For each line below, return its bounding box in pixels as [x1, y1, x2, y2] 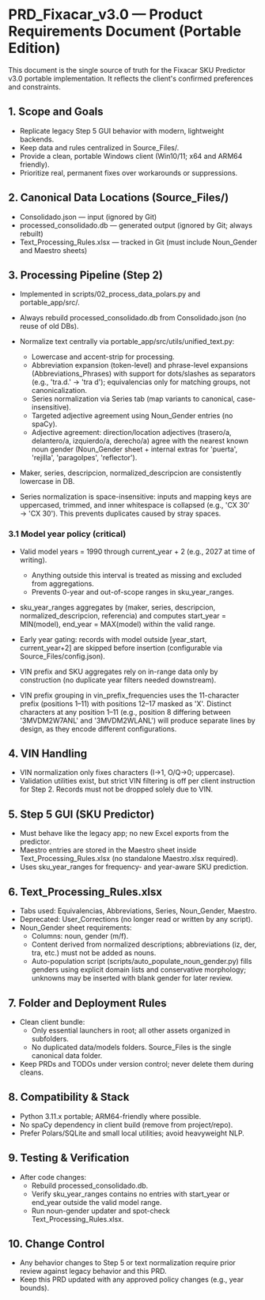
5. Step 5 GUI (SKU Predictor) [8, 807, 155, 821]
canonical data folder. [31, 1050, 103, 1060]
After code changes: [19, 1172, 87, 1181]
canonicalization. [31, 386, 87, 395]
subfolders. [31, 1034, 69, 1043]
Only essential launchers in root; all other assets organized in [31, 1026, 231, 1035]
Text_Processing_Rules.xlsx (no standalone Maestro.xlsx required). [19, 854, 239, 864]
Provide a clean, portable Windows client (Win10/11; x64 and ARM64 [19, 151, 243, 161]
